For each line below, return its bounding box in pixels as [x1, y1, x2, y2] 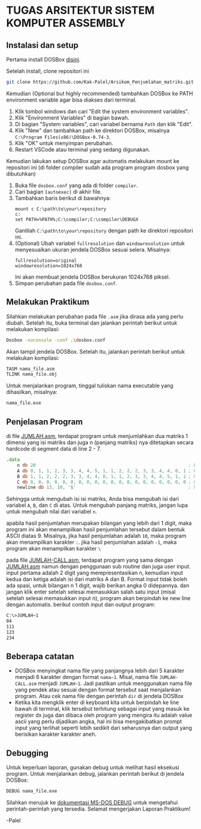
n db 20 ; [17, 462, 191, 468]
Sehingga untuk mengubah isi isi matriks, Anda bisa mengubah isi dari [6, 495, 179, 503]
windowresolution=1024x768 [14, 262, 83, 269]
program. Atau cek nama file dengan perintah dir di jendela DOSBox [14, 693, 184, 700]
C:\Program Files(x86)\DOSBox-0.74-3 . [14, 133, 111, 140]
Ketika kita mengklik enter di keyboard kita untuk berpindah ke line [14, 699, 179, 706]
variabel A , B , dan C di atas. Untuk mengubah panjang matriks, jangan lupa [6, 501, 188, 509]
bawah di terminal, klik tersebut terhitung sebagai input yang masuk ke [14, 705, 190, 712]
